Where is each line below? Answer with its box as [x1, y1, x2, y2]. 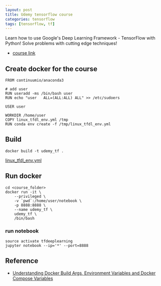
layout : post [5, 7, 33, 13]
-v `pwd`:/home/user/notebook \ [14, 198, 82, 203]
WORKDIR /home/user [5, 113, 46, 118]
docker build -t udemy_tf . [5, 148, 64, 153]
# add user [5, 87, 28, 92]
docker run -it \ [5, 189, 42, 194]
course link [12, 50, 36, 56]
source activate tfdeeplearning [5, 238, 73, 243]
